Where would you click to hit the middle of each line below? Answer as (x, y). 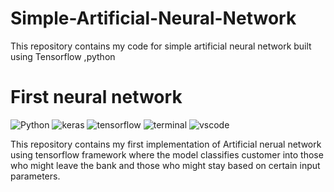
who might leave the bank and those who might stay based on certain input (165, 165)
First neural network (96, 97)
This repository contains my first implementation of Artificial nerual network (166, 144)
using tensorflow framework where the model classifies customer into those (167, 154)
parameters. (35, 176)
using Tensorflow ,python (63, 56)
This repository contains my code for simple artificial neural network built (161, 46)
